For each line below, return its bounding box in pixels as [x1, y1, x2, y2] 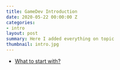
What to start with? [14, 57, 61, 65]
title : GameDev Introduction [6, 8, 78, 15]
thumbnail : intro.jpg [6, 42, 59, 48]
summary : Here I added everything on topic [6, 36, 115, 42]
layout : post [6, 31, 38, 36]
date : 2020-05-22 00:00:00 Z [6, 14, 78, 20]
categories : [6, 19, 35, 25]
